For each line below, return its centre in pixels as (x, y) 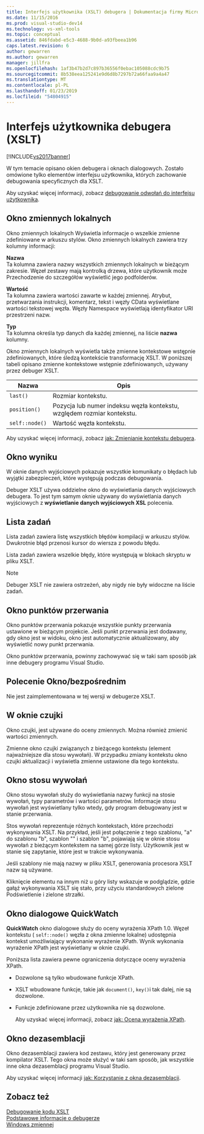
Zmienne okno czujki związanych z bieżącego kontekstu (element (89, 748)
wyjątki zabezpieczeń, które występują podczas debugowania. (85, 478)
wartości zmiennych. (32, 736)
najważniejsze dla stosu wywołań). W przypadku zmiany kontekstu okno (97, 754)
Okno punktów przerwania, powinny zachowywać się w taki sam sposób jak (101, 656)
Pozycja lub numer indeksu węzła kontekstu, (116, 406)
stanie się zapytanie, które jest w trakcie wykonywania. (75, 852)
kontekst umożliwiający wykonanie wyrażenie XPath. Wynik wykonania (95, 941)
